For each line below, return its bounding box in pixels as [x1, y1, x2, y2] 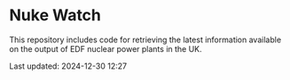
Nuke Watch [9, 5, 102, 25]
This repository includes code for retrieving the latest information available [9, 34, 282, 45]
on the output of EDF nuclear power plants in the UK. [9, 43, 202, 54]
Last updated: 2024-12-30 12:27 [9, 61, 127, 71]
